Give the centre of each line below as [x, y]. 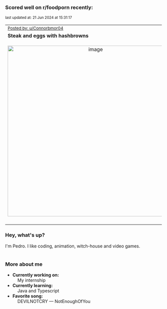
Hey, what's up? [25, 235]
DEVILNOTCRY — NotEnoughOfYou [54, 301]
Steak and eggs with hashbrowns [48, 36]
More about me [24, 264]
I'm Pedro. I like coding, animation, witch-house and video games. [73, 246]
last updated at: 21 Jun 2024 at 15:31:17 [39, 18]
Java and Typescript [38, 291]
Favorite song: [28, 296]
